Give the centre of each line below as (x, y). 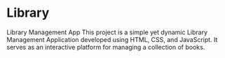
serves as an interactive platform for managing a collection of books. (106, 47)
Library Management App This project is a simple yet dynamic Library (107, 32)
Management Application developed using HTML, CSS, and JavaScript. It (112, 39)
